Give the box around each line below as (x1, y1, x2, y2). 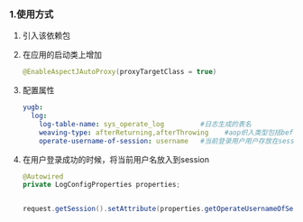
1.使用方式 (9, 7, 54, 20)
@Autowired (22, 171, 64, 181)
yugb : (22, 103, 43, 112)
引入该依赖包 (22, 30, 70, 42)
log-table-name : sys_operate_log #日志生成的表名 (39, 119, 252, 128)
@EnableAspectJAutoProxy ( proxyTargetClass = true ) (22, 68, 217, 77)
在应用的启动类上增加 (22, 50, 102, 60)
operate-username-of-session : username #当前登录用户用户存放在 (39, 136, 279, 145)
